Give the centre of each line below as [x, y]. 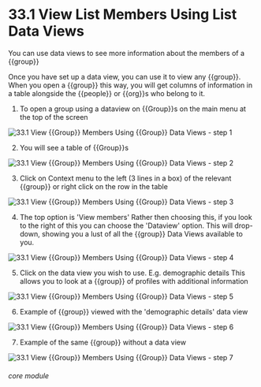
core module [29, 375]
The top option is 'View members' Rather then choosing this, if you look [136, 217]
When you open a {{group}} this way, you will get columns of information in [130, 85]
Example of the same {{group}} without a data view [103, 342]
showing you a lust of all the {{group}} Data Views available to [142, 233]
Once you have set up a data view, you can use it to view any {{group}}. [125, 76]
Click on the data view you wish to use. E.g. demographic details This [132, 273]
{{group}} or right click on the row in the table [93, 186]
